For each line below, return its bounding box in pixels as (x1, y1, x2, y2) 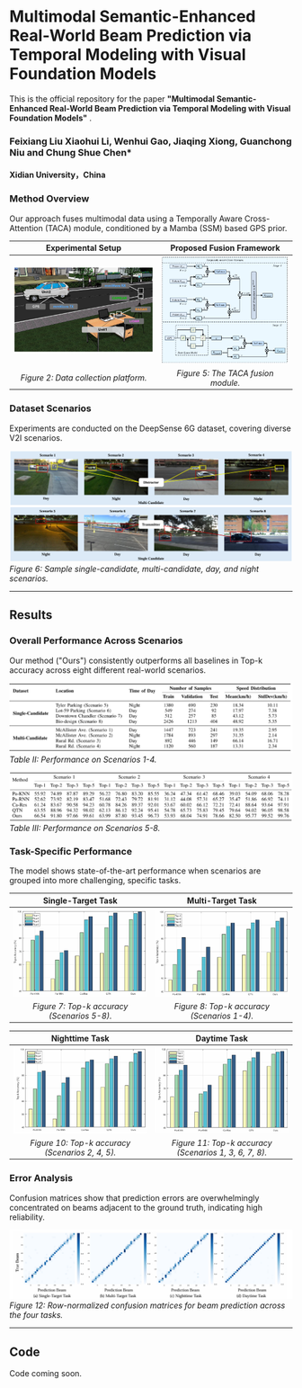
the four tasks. (9, 1310, 64, 1321)
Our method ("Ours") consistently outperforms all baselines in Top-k (9, 655, 263, 666)
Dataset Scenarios (9, 402, 92, 415)
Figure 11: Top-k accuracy (171, 1137, 272, 1148)
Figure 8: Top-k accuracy (173, 1000, 270, 1011)
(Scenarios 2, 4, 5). (44, 1147, 117, 1158)
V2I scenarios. (9, 432, 63, 443)
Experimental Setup (45, 243, 122, 254)
